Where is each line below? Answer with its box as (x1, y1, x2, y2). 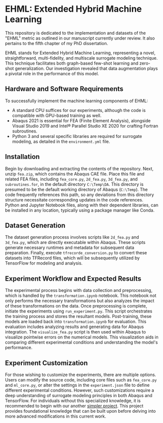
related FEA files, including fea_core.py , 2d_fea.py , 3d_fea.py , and (5, 176, 138, 182)
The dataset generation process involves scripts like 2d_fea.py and (5, 234, 140, 240)
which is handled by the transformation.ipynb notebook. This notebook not (5, 292, 157, 299)
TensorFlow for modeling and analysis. (5, 260, 83, 266)
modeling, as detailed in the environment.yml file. (12, 138, 110, 144)
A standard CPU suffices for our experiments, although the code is (12, 107, 146, 113)
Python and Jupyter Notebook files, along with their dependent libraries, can (5, 202, 159, 208)
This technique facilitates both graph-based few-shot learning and (5, 60, 139, 66)
